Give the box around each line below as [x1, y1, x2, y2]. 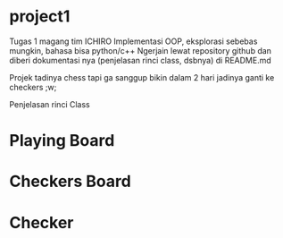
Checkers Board [9, 172, 131, 191]
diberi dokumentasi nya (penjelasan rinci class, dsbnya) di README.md [9, 55, 272, 65]
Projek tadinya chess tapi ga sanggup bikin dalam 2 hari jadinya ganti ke [9, 72, 275, 82]
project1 [9, 6, 71, 27]
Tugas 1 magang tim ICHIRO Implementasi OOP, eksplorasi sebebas [9, 36, 258, 47]
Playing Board [9, 131, 115, 151]
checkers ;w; [9, 81, 57, 92]
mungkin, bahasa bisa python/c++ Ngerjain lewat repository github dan [9, 45, 272, 55]
